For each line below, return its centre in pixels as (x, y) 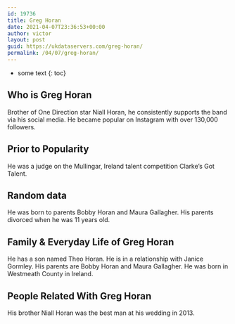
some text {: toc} (42, 73)
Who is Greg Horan (50, 95)
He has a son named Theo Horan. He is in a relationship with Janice (106, 259)
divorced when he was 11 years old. (59, 220)
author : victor (30, 33)
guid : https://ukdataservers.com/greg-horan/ (75, 46)
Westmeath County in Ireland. (50, 274)
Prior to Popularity (48, 149)
